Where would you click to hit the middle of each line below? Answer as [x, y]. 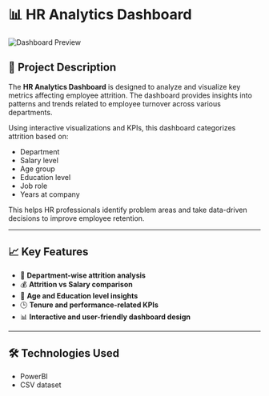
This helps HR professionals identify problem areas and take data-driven [128, 210]
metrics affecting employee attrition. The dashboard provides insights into [130, 95]
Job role [34, 186]
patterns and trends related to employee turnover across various [115, 103]
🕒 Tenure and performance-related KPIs [89, 305]
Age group [38, 169]
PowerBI [34, 377]
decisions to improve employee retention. [76, 218]
